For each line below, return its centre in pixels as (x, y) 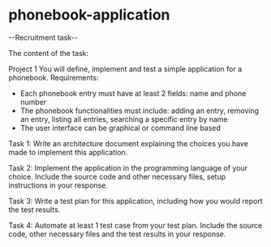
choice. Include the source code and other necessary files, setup (117, 176)
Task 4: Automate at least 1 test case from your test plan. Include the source (135, 225)
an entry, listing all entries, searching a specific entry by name (124, 119)
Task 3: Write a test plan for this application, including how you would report (135, 201)
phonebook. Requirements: (54, 77)
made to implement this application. (68, 152)
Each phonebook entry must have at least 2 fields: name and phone (133, 93)
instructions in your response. (58, 185)
